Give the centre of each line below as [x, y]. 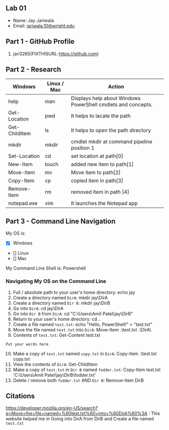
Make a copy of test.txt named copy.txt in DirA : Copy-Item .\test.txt [85, 354]
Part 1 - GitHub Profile [40, 41]
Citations [20, 396]
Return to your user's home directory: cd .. [57, 319]
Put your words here [27, 344]
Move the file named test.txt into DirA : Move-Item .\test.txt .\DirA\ [82, 329]
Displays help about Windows [106, 99]
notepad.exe [23, 203]
